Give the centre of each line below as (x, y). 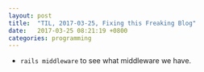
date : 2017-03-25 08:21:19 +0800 (68, 30)
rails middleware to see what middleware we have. (106, 61)
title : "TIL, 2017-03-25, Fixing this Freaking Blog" (102, 23)
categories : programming (50, 38)
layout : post (30, 16)
